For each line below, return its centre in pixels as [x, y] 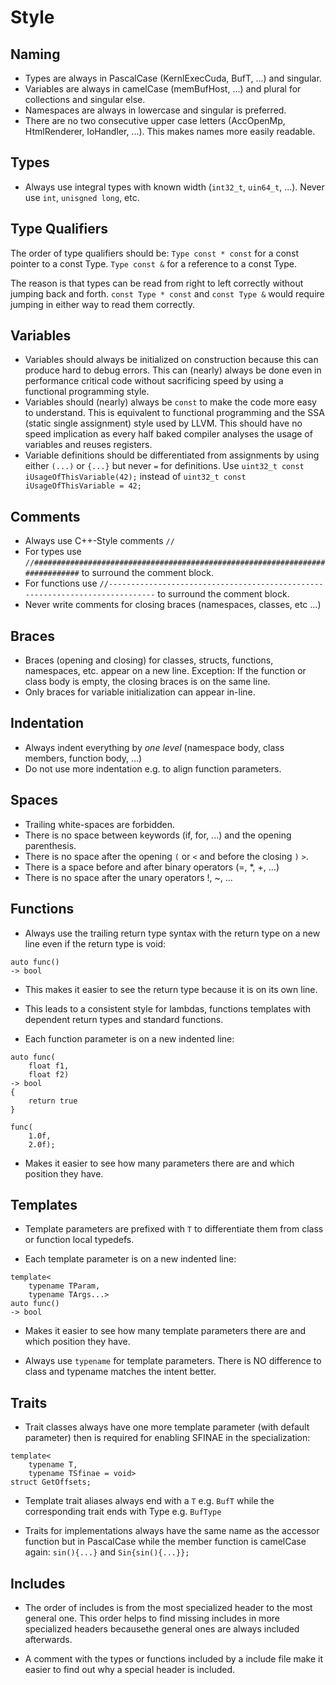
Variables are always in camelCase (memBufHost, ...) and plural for [163, 89]
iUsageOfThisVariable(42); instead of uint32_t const [135, 477]
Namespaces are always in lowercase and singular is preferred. [155, 110]
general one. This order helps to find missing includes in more [152, 1618]
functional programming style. [87, 392]
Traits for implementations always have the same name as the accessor [172, 1531]
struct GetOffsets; [51, 1482]
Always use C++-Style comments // [99, 541]
